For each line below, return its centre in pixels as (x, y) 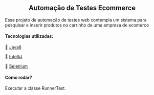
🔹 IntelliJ (14, 57)
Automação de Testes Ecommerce (82, 8)
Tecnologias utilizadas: (29, 36)
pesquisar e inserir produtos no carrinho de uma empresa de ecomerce (77, 25)
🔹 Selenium (17, 66)
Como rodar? (19, 77)
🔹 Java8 (13, 47)
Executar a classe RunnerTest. (35, 88)
